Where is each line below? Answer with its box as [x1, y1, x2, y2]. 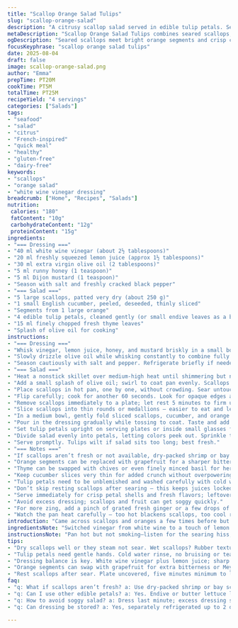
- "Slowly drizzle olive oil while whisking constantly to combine [7, 353, 211, 360]
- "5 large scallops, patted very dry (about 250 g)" [7, 293, 170, 301]
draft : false [7, 57, 46, 64]
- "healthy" [7, 149, 42, 156]
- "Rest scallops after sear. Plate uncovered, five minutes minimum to [7, 571, 227, 578]
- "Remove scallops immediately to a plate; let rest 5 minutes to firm [7, 399, 227, 406]
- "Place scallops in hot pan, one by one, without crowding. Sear [7, 386, 211, 393]
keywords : [7, 168, 37, 176]
